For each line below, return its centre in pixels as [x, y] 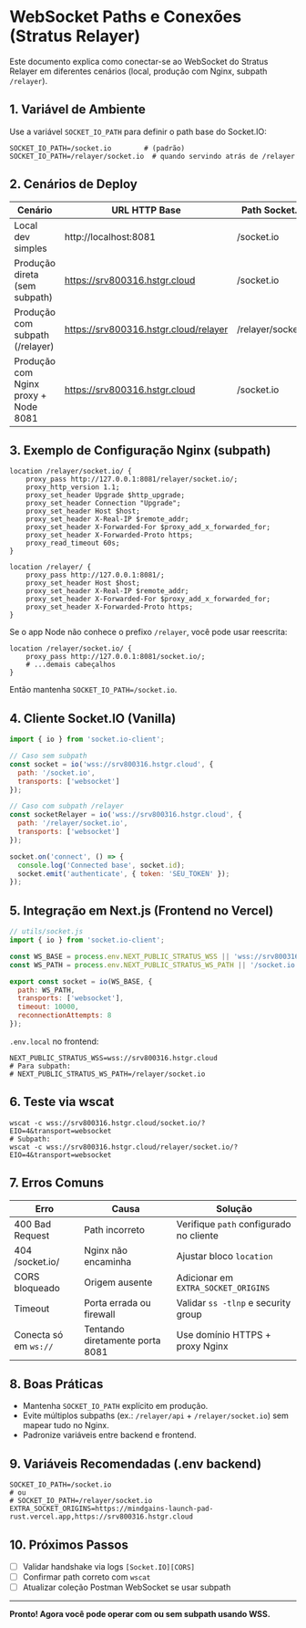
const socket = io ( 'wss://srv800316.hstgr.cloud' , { [112, 764]
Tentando [104, 1329]
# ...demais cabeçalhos [71, 665]
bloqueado [37, 1288]
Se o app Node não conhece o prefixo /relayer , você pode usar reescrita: [148, 632]
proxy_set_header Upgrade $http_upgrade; [105, 496]
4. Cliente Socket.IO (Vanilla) [93, 718]
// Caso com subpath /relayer [67, 806]
